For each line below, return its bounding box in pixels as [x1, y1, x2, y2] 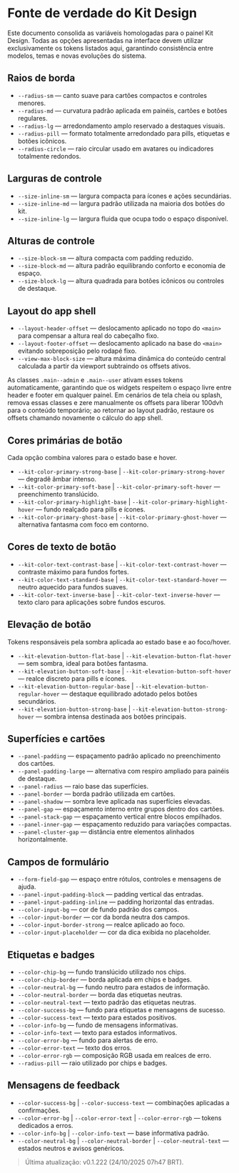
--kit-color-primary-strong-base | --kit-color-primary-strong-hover [17, 467, 225, 476]
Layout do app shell [7, 305, 96, 317]
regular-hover [17, 691, 60, 698]
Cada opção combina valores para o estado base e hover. [7, 454, 178, 461]
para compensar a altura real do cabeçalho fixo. [17, 331, 159, 340]
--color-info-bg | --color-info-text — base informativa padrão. [17, 1129, 210, 1137]
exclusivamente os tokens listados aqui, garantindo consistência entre [7, 44, 214, 52]
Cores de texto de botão [7, 541, 116, 553]
